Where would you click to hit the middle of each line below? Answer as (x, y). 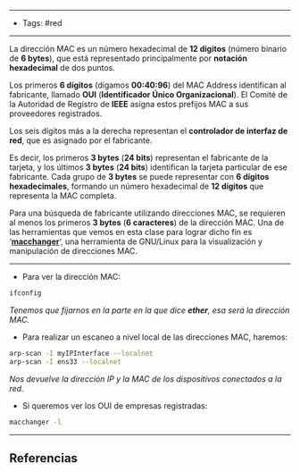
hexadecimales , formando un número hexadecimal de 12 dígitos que (137, 186)
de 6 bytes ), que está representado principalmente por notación (129, 58)
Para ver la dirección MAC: (71, 277)
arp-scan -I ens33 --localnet (66, 362)
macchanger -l (36, 422)
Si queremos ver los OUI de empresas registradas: (115, 405)
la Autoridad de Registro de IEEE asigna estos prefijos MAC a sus (129, 104)
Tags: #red (42, 23)
